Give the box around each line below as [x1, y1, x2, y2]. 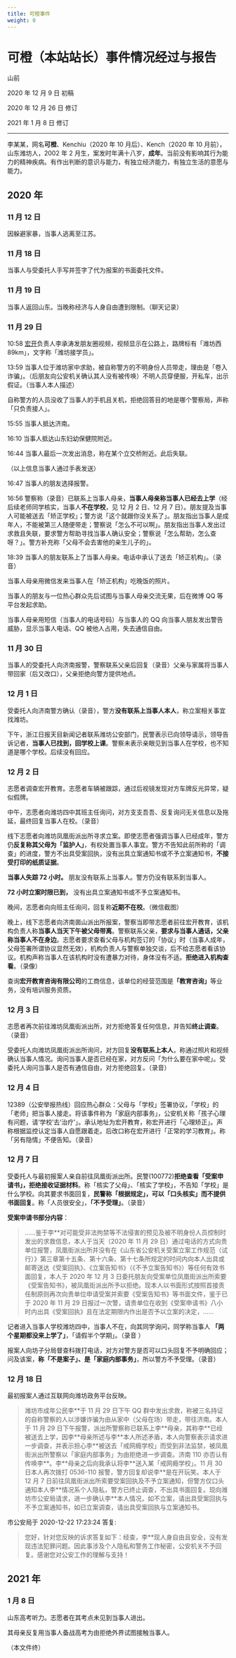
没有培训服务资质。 [19, 986, 75, 994]
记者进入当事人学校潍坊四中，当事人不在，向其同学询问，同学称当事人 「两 [7, 1322, 225, 1330]
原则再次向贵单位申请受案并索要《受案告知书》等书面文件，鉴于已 [37, 1289, 228, 1298]
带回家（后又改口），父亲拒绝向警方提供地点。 [7, 670, 140, 678]
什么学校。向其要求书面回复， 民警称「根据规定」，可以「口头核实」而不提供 [7, 1190, 226, 1198]
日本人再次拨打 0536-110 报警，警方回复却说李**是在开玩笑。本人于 [24, 1468, 221, 1477]
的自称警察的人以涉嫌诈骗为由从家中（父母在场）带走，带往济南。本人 [24, 1415, 228, 1424]
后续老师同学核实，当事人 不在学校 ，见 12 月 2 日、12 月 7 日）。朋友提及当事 [7, 503, 227, 511]
